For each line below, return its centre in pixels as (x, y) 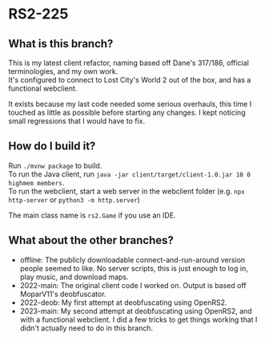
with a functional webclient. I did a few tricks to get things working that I (139, 319)
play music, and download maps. (74, 277)
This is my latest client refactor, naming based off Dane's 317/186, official (129, 63)
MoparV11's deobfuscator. (63, 294)
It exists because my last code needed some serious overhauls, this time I (130, 104)
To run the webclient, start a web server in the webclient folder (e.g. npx (127, 191)
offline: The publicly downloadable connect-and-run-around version (132, 260)
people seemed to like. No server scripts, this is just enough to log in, (134, 268)
